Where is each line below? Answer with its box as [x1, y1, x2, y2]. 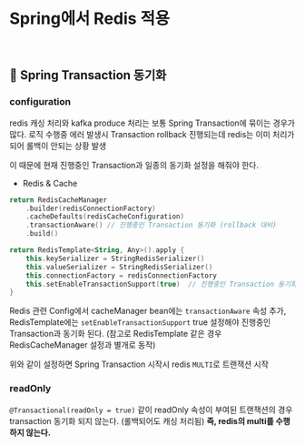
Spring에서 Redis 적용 [9, 8, 171, 29]
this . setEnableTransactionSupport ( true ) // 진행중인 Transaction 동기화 [25, 279, 298, 289]
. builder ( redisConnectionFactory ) [25, 204, 156, 213]
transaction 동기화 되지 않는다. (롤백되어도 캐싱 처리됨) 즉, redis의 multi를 [9, 415, 274, 426]
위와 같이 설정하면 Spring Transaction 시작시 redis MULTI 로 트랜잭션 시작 [9, 359, 270, 370]
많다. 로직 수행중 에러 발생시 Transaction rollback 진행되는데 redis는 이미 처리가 [9, 128, 295, 139]
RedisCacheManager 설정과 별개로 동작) [9, 340, 156, 350]
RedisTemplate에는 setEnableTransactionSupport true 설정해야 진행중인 [9, 317, 271, 328]
